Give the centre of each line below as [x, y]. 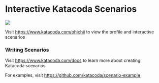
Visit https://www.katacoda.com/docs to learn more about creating [73, 60]
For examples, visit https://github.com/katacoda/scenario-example [73, 75]
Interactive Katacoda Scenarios [71, 9]
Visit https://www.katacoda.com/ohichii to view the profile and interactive [79, 32]
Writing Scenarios [27, 50]
